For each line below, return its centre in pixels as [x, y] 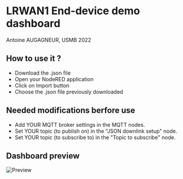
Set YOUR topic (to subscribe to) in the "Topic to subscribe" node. [95, 137]
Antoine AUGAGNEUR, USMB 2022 [49, 40]
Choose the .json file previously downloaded [69, 92]
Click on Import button [42, 85]
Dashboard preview [43, 156]
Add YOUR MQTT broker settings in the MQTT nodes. [80, 124]
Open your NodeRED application [54, 79]
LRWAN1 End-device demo [73, 11]
